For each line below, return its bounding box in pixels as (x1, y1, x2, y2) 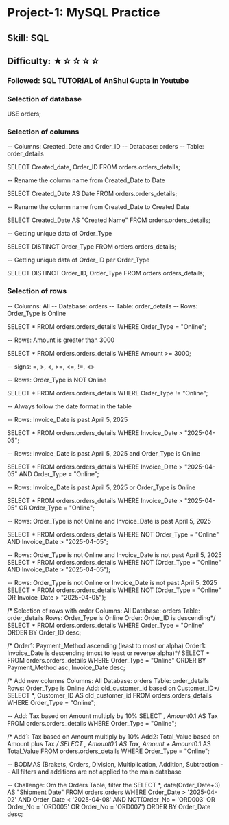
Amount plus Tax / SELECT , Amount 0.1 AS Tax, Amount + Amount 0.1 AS (7, 739, 211, 748)
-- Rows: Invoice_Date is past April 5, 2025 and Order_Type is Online (7, 449, 201, 457)
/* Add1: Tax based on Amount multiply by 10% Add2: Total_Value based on (7, 732, 220, 741)
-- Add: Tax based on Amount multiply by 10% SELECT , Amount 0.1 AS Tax (7, 711, 218, 720)
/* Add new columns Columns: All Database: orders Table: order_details (7, 676, 210, 685)
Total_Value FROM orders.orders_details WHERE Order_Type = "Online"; (7, 747, 210, 755)
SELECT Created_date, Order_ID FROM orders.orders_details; (7, 163, 180, 171)
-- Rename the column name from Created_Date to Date (7, 176, 166, 184)
